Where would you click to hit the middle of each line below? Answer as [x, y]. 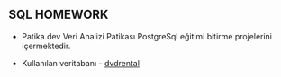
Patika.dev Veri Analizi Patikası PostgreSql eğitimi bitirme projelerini [146, 36]
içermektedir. [46, 46]
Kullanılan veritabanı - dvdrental [81, 63]
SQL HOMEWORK [59, 15]
